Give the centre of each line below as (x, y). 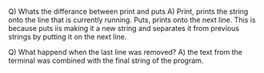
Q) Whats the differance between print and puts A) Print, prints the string (128, 12)
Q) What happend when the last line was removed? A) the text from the (125, 52)
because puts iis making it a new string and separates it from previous (124, 28)
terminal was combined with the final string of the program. (106, 60)
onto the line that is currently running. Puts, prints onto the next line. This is (132, 20)
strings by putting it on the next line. (68, 36)
